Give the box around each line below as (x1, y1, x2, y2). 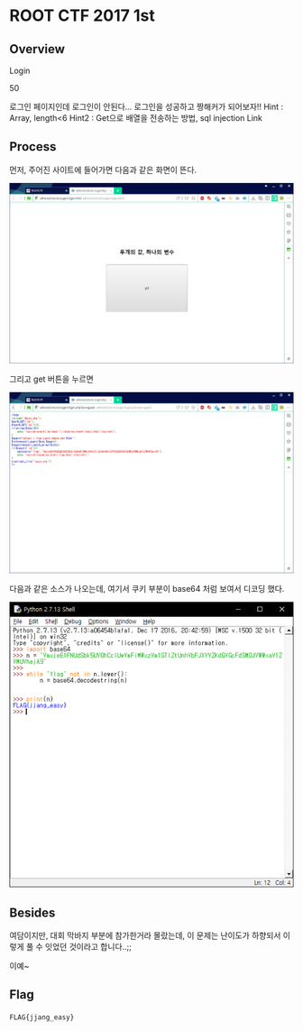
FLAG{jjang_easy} (9, 1012, 75, 1022)
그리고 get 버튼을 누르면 (9, 373, 95, 384)
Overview (9, 41, 66, 57)
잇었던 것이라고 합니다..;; (44, 941, 133, 952)
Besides (9, 905, 56, 920)
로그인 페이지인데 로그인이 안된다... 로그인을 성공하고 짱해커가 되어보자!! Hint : (9, 101, 284, 112)
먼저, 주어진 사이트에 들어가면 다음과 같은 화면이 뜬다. (9, 164, 197, 175)
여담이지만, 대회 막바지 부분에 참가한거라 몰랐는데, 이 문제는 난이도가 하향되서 (9, 930, 281, 941)
